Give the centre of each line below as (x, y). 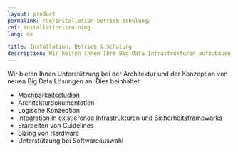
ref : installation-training (49, 27)
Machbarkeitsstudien (49, 95)
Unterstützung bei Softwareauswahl (71, 141)
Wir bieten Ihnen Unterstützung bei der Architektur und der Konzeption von (118, 74)
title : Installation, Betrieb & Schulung (70, 47)
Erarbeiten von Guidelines (56, 125)
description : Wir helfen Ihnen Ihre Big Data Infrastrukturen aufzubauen (119, 54)
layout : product (31, 14)
